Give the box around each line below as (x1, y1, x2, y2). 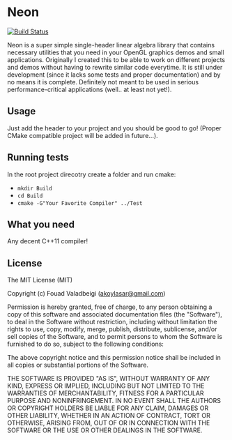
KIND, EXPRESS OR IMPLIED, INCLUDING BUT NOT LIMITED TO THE (7, 381, 205, 390)
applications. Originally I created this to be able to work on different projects (7, 55, 226, 63)
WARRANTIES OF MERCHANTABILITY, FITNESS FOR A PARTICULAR (7, 389, 204, 397)
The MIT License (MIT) (7, 276, 73, 285)
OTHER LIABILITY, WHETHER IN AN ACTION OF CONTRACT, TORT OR (7, 411, 210, 420)
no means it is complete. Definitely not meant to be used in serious (7, 77, 199, 86)
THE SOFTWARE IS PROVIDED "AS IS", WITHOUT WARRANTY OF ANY (7, 374, 210, 383)
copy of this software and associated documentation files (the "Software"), (7, 310, 223, 319)
